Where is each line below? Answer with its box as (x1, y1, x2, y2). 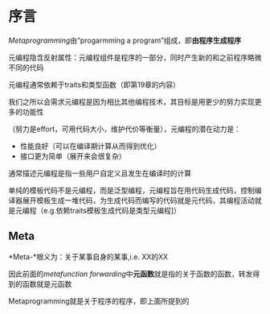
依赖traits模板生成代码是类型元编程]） (55, 205, 181, 215)
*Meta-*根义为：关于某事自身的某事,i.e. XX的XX (8, 251, 169, 262)
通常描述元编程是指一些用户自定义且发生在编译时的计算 (8, 168, 191, 178)
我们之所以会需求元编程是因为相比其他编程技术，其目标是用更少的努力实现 (8, 97, 255, 106)
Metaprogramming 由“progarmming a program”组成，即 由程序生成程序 (8, 35, 242, 45)
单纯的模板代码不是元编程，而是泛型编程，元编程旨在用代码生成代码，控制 (8, 185, 255, 195)
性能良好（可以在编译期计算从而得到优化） (19, 141, 162, 151)
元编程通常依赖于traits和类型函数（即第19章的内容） (8, 80, 181, 89)
